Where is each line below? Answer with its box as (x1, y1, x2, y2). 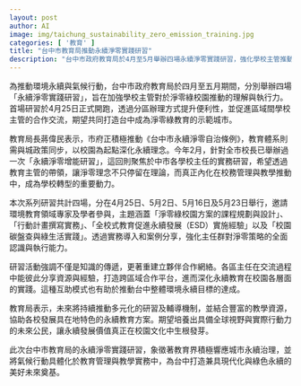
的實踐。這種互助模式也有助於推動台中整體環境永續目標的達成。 (9, 284, 245, 294)
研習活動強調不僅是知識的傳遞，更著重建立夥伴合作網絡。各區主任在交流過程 (9, 261, 292, 272)
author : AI (9, 22, 50, 31)
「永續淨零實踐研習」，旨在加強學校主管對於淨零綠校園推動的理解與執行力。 (9, 92, 288, 102)
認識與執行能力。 (9, 242, 73, 252)
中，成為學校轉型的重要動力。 (9, 179, 119, 189)
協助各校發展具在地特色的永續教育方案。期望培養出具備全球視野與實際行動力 (9, 314, 292, 324)
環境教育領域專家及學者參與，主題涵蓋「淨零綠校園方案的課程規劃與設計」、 (9, 208, 288, 219)
